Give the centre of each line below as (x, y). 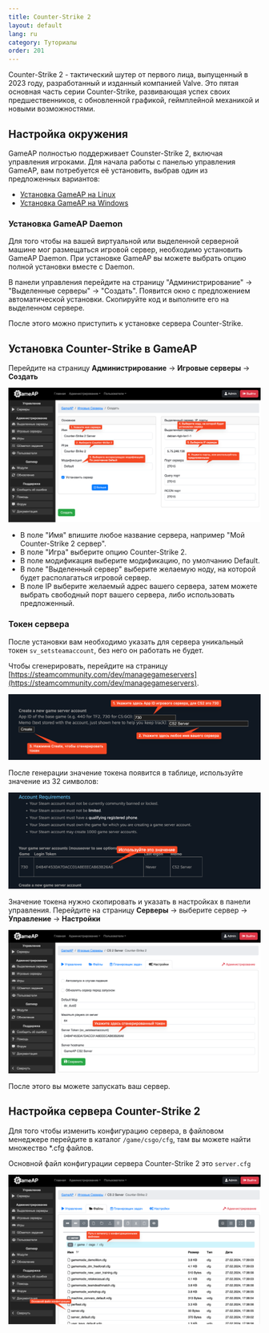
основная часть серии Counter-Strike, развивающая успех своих (119, 91)
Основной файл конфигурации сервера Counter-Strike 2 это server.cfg (130, 1163)
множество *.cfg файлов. (51, 1148)
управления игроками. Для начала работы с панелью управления (122, 161)
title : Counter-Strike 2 (50, 17)
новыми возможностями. (52, 109)
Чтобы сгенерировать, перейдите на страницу (88, 665)
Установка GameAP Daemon (66, 223)
